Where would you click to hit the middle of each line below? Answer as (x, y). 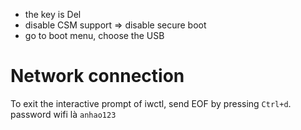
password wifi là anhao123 (63, 114)
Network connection (97, 76)
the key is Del (53, 14)
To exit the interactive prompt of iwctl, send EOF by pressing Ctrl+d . (151, 103)
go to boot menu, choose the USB (94, 35)
